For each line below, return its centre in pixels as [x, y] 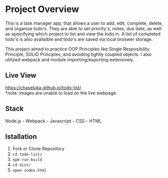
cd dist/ [22, 165]
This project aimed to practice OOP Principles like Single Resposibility [77, 49]
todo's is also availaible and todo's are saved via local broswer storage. [79, 39]
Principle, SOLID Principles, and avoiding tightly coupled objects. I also [78, 54]
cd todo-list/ [27, 154]
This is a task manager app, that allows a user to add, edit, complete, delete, [84, 23]
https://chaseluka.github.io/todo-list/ [43, 87]
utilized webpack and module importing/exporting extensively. [70, 59]
